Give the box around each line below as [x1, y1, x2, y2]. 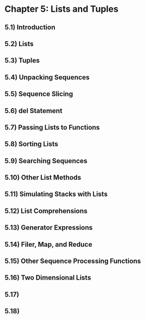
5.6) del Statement [4, 107, 63, 115]
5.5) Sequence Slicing [4, 90, 73, 98]
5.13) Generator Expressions [4, 224, 93, 232]
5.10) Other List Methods [4, 174, 81, 182]
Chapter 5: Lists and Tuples [4, 3, 119, 15]
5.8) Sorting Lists [4, 140, 58, 148]
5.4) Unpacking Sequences [4, 73, 90, 82]
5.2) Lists [4, 39, 34, 48]
